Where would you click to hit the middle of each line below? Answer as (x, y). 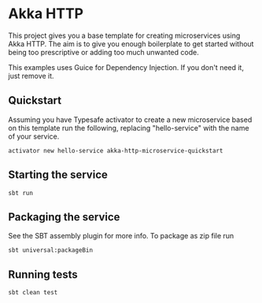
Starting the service (58, 175)
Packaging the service (64, 217)
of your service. (34, 136)
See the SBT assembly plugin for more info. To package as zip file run (121, 236)
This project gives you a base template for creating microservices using (124, 35)
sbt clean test (33, 293)
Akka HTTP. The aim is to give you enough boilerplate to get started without (131, 43)
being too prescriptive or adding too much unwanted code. (103, 52)
